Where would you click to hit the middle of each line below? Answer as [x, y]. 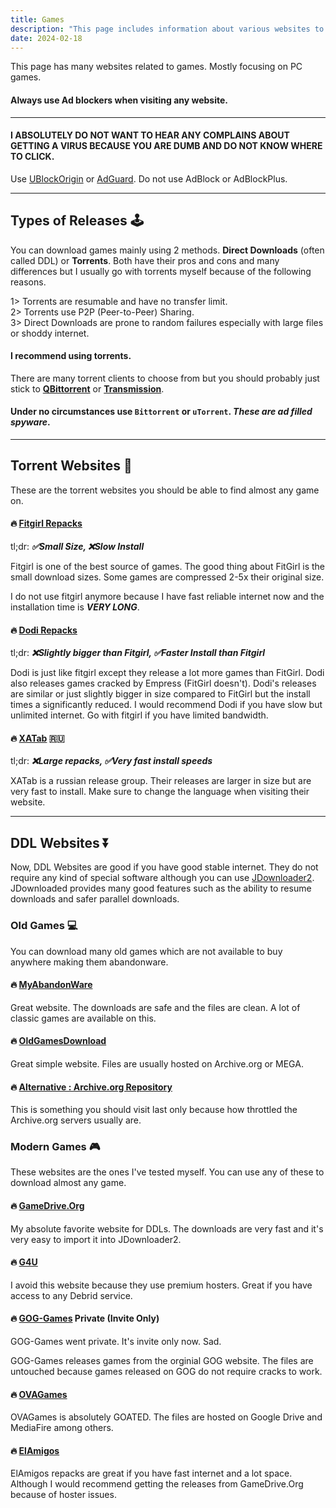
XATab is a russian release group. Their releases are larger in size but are [161, 781]
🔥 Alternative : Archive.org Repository [91, 1087]
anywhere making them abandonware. [89, 962]
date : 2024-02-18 [46, 38]
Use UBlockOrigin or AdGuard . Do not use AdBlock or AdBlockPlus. [149, 178]
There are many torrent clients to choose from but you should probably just [165, 378]
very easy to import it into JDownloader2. [96, 1239]
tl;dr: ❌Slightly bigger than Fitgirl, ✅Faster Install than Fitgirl [138, 653]
